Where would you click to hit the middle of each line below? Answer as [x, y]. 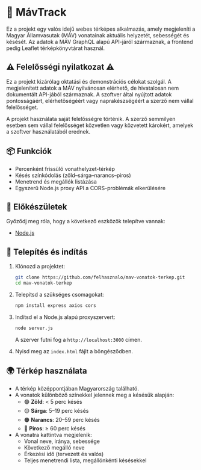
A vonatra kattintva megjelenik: [53, 434]
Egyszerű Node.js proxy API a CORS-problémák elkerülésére [90, 188]
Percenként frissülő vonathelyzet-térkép [65, 169]
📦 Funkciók [29, 151]
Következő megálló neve [54, 447]
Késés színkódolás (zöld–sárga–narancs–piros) [73, 175]
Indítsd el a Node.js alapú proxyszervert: [65, 317]
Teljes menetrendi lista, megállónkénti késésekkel [85, 460]
